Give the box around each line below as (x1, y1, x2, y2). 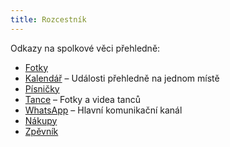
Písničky (24, 82, 60, 95)
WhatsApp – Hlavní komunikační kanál (24, 104, 183, 116)
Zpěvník (24, 125, 59, 137)
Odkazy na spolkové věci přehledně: (10, 42, 161, 54)
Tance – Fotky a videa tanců (24, 93, 141, 105)
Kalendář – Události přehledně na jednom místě (24, 72, 220, 84)
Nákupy (24, 114, 58, 126)
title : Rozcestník (10, 14, 87, 25)
